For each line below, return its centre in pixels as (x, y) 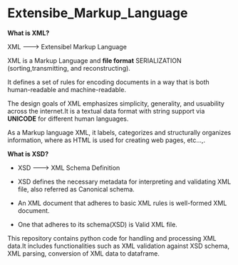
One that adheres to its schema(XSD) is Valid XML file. (98, 224)
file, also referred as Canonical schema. (76, 189)
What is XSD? (28, 154)
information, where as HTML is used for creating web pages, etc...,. (106, 140)
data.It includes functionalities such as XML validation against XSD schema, (119, 246)
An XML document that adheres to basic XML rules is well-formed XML (122, 203)
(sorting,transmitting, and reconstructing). (69, 68)
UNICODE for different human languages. (68, 119)
